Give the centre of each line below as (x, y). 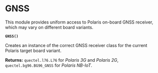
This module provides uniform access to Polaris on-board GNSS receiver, (79, 22)
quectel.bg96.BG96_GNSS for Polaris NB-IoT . (49, 65)
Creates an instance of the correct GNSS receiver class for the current (76, 45)
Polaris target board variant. (33, 50)
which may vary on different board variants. (49, 27)
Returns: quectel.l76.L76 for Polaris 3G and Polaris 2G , (62, 60)
